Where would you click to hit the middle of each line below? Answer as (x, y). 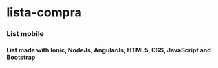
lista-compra (44, 13)
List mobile (25, 34)
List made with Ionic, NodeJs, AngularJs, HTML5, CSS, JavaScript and (109, 50)
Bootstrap (21, 57)
